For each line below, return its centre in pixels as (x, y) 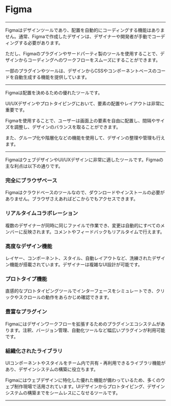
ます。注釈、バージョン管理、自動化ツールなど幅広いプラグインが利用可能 (87, 330)
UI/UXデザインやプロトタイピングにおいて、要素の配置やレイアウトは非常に (85, 104)
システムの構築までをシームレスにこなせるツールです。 (63, 393)
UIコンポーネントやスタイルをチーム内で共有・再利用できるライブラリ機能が (85, 363)
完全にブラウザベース (31, 180)
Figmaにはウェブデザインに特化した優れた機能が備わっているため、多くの (83, 380)
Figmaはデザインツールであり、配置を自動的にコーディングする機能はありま (85, 30)
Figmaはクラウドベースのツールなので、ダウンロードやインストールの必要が (85, 193)
